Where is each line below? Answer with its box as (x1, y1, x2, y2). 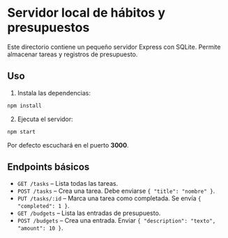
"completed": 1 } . (17, 202, 70, 210)
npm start (7, 128, 36, 135)
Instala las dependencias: (17, 88, 91, 97)
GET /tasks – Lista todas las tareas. (17, 180, 119, 188)
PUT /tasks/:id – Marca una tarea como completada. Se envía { (17, 194, 202, 203)
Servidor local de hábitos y (7, 5, 166, 21)
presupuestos (7, 19, 90, 35)
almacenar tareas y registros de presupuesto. (7, 50, 138, 58)
